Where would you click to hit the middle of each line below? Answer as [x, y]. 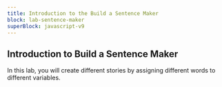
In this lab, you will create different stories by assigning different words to [111, 71]
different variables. [34, 78]
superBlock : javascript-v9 [46, 26]
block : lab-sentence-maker [46, 20]
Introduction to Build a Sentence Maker [93, 54]
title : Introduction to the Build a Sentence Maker [83, 13]
